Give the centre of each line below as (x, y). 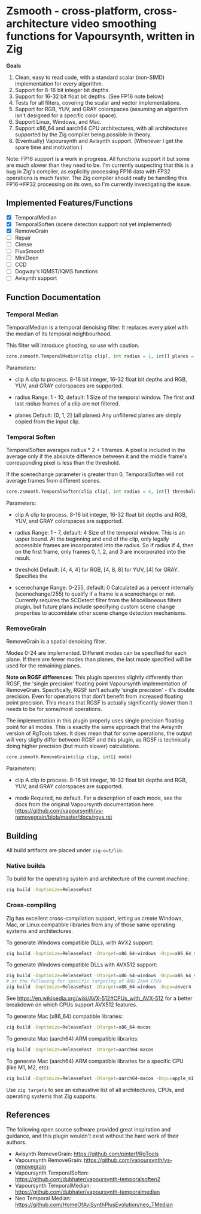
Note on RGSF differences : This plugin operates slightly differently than (95, 678)
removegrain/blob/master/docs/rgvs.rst (63, 817)
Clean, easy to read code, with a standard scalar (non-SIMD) (90, 77)
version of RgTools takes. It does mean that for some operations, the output (99, 733)
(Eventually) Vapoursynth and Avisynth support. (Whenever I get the (99, 141)
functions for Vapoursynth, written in (100, 36)
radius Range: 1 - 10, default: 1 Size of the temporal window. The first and (104, 397)
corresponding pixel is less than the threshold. (63, 463)
